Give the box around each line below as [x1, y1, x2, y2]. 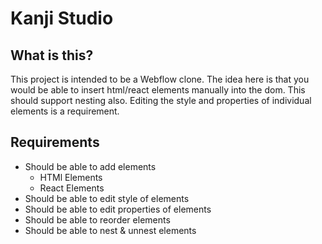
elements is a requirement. [10, 105, 120, 117]
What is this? [10, 47, 94, 64]
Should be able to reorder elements [24, 213, 171, 226]
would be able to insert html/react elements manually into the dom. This [10, 84, 306, 96]
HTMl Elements [39, 171, 103, 183]
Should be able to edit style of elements [24, 192, 190, 204]
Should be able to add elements [24, 160, 157, 172]
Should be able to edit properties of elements [24, 203, 212, 215]
